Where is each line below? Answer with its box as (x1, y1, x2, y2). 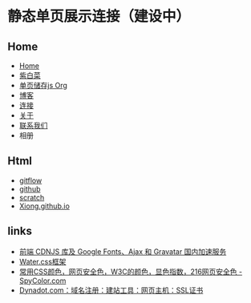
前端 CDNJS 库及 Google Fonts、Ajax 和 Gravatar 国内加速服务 (18, 246, 227, 257)
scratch (18, 192, 45, 202)
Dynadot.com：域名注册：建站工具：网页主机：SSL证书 (18, 285, 204, 295)
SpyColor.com (18, 276, 67, 285)
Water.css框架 (18, 257, 67, 266)
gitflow (18, 176, 43, 185)
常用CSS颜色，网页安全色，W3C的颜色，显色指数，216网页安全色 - (18, 266, 242, 277)
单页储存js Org (18, 81, 67, 90)
